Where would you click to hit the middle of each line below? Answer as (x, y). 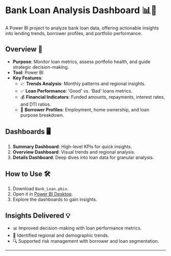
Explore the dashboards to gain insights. (55, 200)
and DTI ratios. (36, 104)
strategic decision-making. (41, 67)
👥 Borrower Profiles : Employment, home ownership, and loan (85, 109)
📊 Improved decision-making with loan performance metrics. (77, 228)
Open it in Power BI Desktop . (43, 194)
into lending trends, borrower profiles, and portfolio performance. (74, 33)
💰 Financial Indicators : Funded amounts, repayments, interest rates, (93, 97)
